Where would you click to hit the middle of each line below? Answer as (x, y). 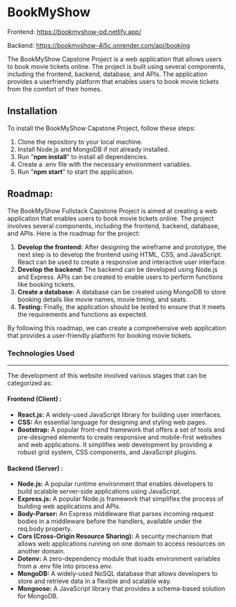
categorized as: (30, 383)
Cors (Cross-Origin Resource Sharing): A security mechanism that (115, 537)
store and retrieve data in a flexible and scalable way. (94, 581)
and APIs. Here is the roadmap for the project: (74, 233)
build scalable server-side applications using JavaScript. (99, 492)
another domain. (41, 551)
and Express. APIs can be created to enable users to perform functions (120, 277)
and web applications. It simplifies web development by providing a (115, 445)
